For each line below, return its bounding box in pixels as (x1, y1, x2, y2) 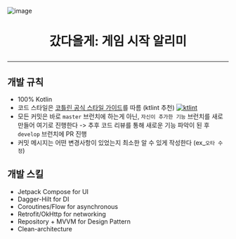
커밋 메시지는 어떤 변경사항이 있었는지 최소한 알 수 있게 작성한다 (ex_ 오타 (17, 139, 216, 146)
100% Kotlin (17, 95, 53, 103)
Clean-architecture (17, 224, 72, 233)
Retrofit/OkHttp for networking (17, 210, 107, 218)
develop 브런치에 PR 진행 (17, 130, 87, 138)
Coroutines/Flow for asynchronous (17, 202, 118, 210)
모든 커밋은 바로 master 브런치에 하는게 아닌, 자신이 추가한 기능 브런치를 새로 (17, 112, 223, 121)
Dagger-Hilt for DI (17, 195, 70, 203)
